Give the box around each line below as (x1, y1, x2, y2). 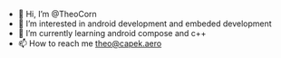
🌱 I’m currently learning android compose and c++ (17, 28, 207, 38)
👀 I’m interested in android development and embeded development (17, 18, 272, 29)
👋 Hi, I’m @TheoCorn (17, 9, 97, 19)
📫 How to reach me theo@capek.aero (17, 38, 162, 49)
